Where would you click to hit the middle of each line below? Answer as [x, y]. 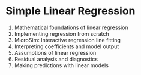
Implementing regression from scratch [61, 33]
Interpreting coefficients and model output [67, 46]
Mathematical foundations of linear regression [71, 27]
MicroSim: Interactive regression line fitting [67, 40]
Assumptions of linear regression [55, 52]
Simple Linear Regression [70, 11]
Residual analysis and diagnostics [56, 59]
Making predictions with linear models [61, 65]
